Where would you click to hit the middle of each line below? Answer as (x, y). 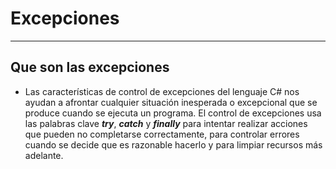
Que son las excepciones (90, 67)
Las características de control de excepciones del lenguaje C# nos (162, 91)
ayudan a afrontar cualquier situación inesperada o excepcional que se (171, 102)
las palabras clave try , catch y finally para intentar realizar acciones (166, 123)
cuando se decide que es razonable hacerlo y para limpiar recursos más (173, 144)
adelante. (44, 155)
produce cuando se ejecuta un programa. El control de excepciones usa (173, 113)
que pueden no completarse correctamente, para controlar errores (162, 134)
